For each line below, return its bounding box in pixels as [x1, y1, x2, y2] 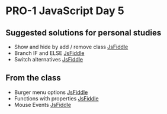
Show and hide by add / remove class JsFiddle [14, 43, 129, 50]
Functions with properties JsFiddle [14, 95, 99, 102]
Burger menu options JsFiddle [14, 89, 88, 96]
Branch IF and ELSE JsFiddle [14, 50, 85, 57]
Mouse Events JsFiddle [14, 101, 72, 108]
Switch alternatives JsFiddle [14, 56, 83, 63]
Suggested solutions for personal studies [5, 28, 162, 38]
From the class [5, 73, 62, 83]
